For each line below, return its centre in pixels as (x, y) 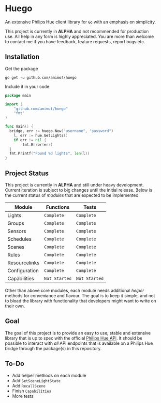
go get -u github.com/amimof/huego (41, 77)
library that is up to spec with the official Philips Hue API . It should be (74, 338)
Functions (58, 207)
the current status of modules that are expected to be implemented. (73, 195)
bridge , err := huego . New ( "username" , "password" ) (61, 131)
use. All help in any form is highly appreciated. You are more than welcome (80, 36)
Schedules (20, 239)
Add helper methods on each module (49, 375)
